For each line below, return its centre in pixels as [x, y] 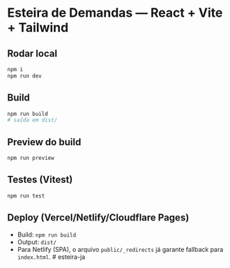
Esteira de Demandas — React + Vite [115, 13]
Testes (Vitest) [40, 180]
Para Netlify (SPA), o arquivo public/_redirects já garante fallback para [120, 249]
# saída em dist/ [32, 120]
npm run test [26, 196]
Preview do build [44, 142]
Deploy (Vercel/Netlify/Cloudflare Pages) [98, 218]
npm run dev [24, 76]
